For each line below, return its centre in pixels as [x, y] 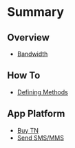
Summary [35, 12]
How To [24, 75]
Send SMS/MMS [40, 138]
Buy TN [28, 130]
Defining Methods [43, 92]
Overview [29, 38]
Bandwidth [32, 54]
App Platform [36, 114]
